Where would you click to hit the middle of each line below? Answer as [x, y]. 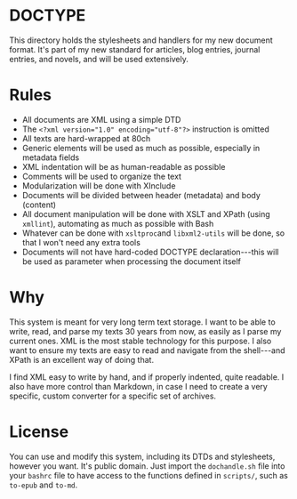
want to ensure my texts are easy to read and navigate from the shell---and [148, 350]
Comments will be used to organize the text [102, 176]
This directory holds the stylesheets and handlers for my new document [141, 40]
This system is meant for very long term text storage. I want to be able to [142, 322]
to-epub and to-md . [44, 485]
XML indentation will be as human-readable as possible [124, 166]
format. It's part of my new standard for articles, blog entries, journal [135, 49]
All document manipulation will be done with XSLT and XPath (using [146, 213]
